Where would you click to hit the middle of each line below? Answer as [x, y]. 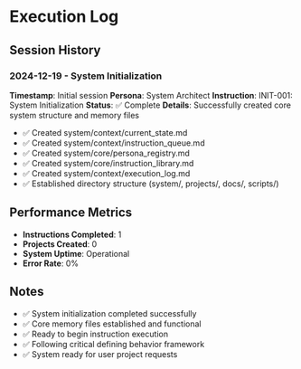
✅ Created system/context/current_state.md [105, 132]
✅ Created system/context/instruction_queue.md [113, 143]
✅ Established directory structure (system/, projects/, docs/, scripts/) [150, 184]
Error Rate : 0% [51, 263]
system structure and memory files [75, 115]
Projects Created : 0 [60, 244]
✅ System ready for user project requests [100, 354]
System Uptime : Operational [76, 253]
